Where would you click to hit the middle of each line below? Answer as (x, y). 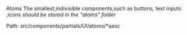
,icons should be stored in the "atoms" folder (61, 15)
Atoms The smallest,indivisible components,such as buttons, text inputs (94, 8)
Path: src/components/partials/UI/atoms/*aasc (63, 26)
